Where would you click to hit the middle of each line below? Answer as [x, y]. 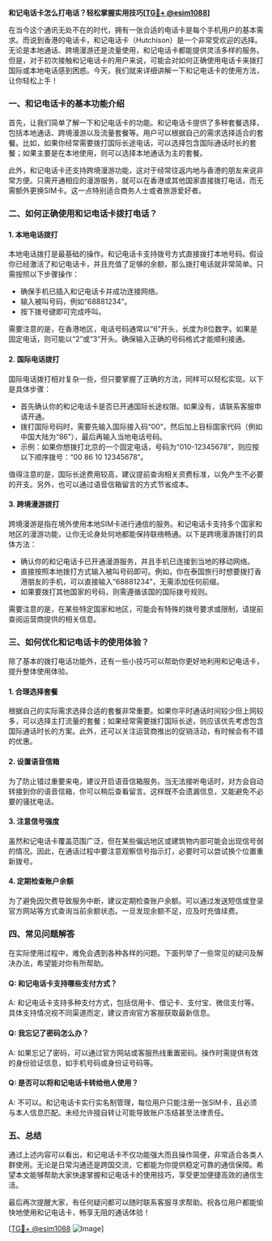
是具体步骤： [30, 389]
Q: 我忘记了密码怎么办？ [49, 1033]
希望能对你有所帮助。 [72, 963]
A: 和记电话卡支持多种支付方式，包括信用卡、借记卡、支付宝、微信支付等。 [134, 1003]
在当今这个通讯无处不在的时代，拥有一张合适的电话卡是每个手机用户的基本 [132, 30]
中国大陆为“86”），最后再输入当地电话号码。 [93, 436]
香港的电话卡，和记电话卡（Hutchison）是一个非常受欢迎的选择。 [153, 40]
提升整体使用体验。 [40, 671]
